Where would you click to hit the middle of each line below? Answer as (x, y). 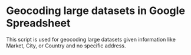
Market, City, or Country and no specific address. (66, 46)
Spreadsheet (38, 23)
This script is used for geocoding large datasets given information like (91, 39)
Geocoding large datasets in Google (96, 11)
